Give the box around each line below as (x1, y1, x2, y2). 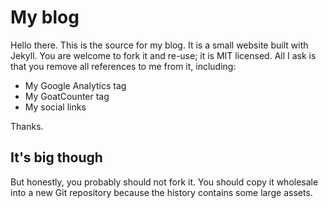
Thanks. (10, 120, 44, 132)
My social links (24, 101, 87, 113)
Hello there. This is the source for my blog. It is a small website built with (10, 39, 309, 51)
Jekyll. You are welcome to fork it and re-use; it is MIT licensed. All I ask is (10, 49, 317, 61)
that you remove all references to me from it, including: (10, 60, 237, 72)
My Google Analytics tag (24, 79, 127, 91)
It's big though (10, 149, 103, 166)
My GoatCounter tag (24, 90, 110, 102)
